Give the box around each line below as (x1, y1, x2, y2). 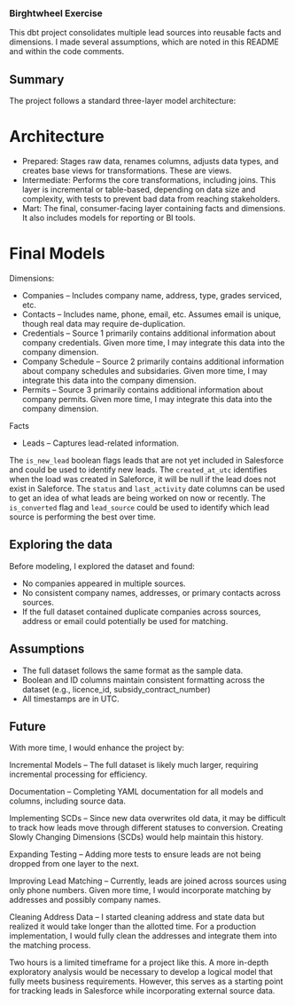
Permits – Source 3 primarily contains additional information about (21, 384, 264, 395)
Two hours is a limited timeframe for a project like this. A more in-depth (9, 957, 269, 968)
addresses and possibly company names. (9, 895, 161, 906)
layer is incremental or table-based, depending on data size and (21, 185, 256, 195)
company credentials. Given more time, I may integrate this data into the (21, 336, 285, 348)
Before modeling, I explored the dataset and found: (9, 560, 195, 571)
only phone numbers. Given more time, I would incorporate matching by (9, 885, 272, 896)
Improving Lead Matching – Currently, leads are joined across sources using (9, 875, 287, 886)
